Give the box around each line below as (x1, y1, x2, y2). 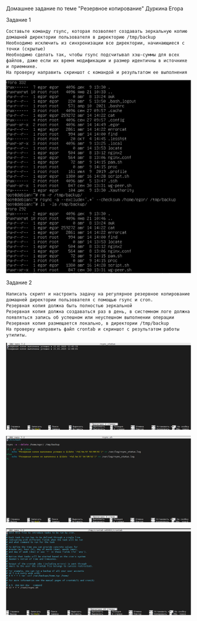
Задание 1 (6, 16, 31, 23)
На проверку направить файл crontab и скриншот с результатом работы (6, 326, 180, 332)
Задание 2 (6, 279, 32, 286)
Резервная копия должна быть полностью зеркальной (6, 303, 133, 309)
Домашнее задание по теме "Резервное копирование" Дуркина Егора (6, 5, 184, 12)
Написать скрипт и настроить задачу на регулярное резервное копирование (6, 291, 191, 297)
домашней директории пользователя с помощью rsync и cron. (6, 297, 154, 303)
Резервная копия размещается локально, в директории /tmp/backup (6, 320, 169, 326)
